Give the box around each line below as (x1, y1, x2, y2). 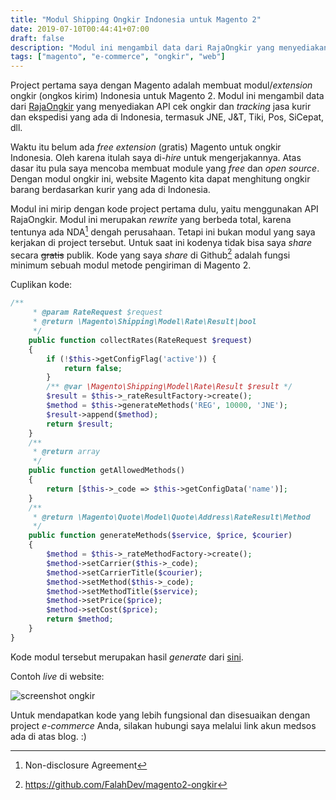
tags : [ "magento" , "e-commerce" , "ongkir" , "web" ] (10, 52, 226, 62)
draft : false (10, 33, 65, 43)
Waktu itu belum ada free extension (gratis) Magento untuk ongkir (10, 141, 282, 153)
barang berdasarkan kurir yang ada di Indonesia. (10, 184, 211, 196)
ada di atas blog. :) (10, 730, 87, 742)
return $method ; (46, 614, 114, 625)
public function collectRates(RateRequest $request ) (28, 335, 253, 345)
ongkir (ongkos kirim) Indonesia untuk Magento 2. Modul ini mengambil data (10, 90, 325, 102)
